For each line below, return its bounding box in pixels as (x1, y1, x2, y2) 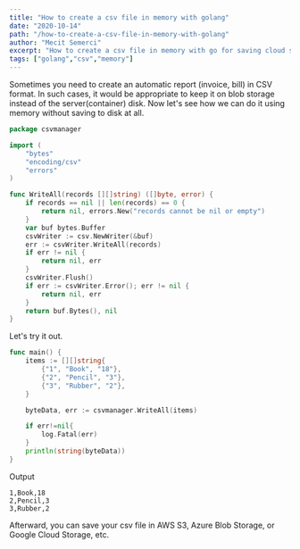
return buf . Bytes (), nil (25, 306, 118, 315)
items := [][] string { (25, 356, 105, 366)
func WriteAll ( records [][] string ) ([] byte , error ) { (9, 190, 214, 199)
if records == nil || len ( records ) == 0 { (25, 198, 186, 208)
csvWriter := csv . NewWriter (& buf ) (25, 231, 154, 241)
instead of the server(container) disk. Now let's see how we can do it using (9, 98, 286, 108)
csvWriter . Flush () (25, 273, 94, 282)
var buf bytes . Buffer (25, 223, 105, 232)
